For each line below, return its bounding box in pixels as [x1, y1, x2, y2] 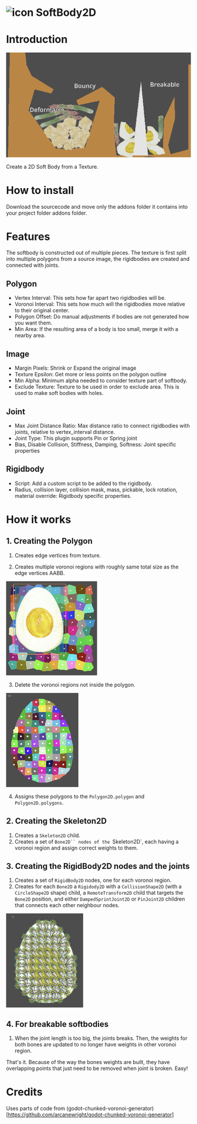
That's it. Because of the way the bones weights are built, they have [6, 1059, 170, 1066]
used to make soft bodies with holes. [14, 390, 104, 397]
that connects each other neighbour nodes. [14, 902, 120, 909]
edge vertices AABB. [14, 569, 65, 576]
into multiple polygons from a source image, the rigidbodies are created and [6, 256, 189, 263]
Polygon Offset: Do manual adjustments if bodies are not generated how [14, 313, 189, 320]
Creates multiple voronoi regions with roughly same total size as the [14, 563, 179, 570]
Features [6, 230, 50, 243]
